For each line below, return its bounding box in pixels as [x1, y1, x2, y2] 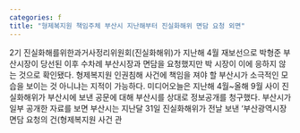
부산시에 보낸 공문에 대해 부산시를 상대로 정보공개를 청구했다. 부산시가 [47, 91, 292, 103]
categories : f [9, 12, 63, 22]
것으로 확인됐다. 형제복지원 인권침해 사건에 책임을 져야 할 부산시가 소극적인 [18, 69, 279, 80]
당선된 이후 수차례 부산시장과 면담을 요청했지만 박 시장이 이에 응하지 [39, 58, 278, 69]
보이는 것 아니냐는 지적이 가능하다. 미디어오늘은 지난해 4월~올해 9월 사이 [25, 80, 280, 91]
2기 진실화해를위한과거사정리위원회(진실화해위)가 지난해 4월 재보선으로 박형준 [9, 46, 282, 58]
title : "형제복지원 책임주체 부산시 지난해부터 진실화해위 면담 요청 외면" [9, 21, 245, 30]
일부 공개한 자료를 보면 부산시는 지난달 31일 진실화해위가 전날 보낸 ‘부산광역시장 [9, 103, 287, 113]
